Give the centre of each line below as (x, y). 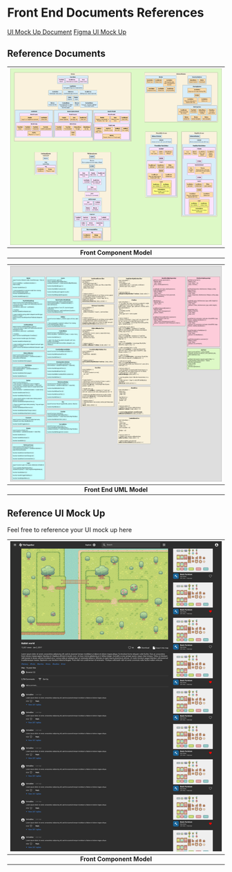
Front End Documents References (106, 13)
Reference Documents (56, 54)
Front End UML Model (116, 489)
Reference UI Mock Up (56, 513)
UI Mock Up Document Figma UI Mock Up (67, 32)
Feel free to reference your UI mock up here (70, 529)
